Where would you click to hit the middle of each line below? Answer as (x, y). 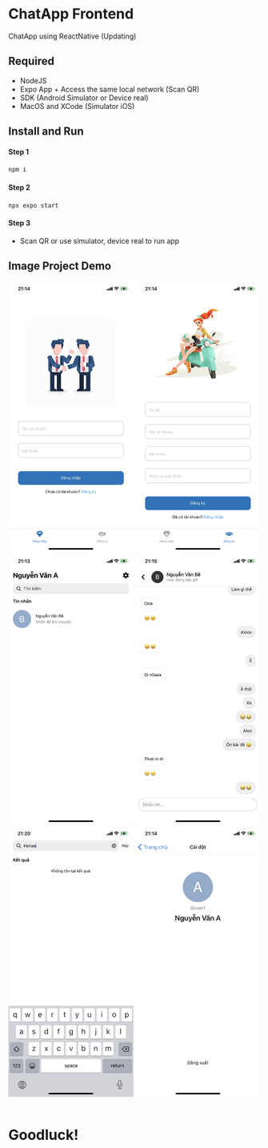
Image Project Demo (60, 266)
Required (31, 61)
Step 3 (19, 223)
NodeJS (33, 80)
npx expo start (34, 205)
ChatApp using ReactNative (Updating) (72, 36)
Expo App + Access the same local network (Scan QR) (110, 89)
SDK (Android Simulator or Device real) (84, 98)
